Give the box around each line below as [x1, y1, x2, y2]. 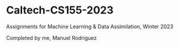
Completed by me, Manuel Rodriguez [6, 34, 97, 41]
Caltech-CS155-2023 [6, 4, 114, 17]
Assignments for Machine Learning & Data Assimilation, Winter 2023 [6, 23, 174, 30]
